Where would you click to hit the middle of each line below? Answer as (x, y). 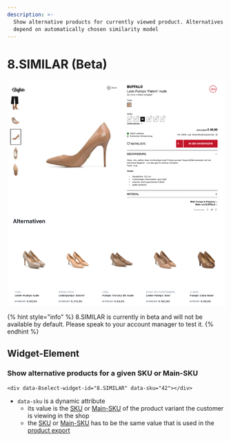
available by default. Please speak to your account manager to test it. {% (110, 324)
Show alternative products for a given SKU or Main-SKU (103, 373)
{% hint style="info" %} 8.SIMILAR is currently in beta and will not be (105, 317)
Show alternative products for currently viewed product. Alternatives (119, 22)
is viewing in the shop (58, 416)
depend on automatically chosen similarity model (86, 29)
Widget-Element (43, 353)
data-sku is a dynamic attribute (61, 401)
